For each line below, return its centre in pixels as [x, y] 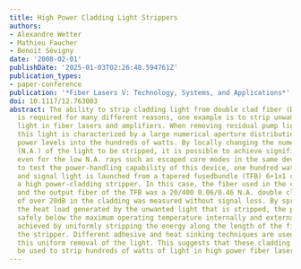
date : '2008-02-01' [46, 59]
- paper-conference [46, 84]
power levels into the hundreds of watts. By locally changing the [146, 143]
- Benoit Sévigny [42, 51]
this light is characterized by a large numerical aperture [132, 134]
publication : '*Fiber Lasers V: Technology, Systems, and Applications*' [150, 92]
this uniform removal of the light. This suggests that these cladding [154, 243]
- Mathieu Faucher [43, 43]
